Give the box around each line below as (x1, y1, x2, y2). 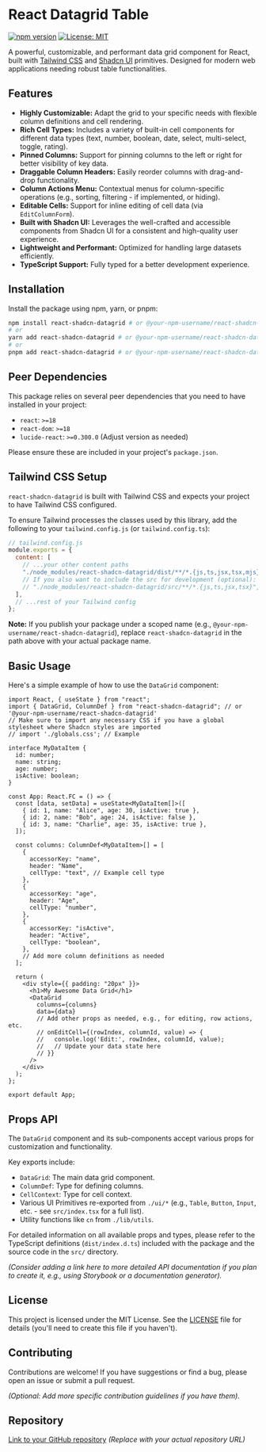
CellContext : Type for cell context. (19, 1189, 132, 1198)
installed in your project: (8, 399, 87, 409)
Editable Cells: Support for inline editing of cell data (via (19, 201, 203, 210)
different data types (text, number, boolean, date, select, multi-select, (19, 133, 247, 143)
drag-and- (209, 166, 244, 176)
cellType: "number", (28, 904, 97, 912)
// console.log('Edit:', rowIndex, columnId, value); (36, 1036, 225, 1044)
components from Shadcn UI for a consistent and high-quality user (19, 226, 238, 235)
